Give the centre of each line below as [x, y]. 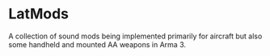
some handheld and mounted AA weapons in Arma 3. [97, 44]
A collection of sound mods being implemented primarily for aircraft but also [135, 36]
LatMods [38, 14]
